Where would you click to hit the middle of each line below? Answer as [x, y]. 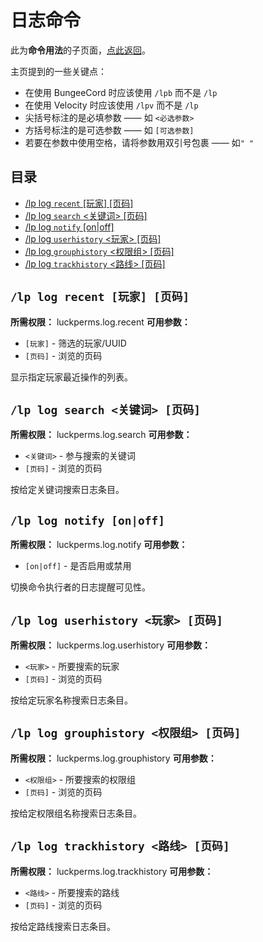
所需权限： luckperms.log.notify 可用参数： [99, 545]
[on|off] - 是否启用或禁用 [78, 566]
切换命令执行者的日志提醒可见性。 [80, 587]
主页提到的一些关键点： [58, 71]
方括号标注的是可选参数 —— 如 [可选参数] [109, 130]
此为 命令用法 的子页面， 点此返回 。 [80, 50]
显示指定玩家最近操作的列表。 [71, 377]
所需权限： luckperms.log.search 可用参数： [101, 435]
